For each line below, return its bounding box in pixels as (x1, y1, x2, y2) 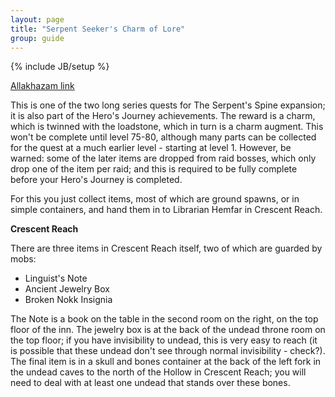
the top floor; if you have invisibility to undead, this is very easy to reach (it (10, 334, 318, 346)
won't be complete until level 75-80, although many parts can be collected (10, 131, 317, 143)
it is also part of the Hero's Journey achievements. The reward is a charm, (10, 110, 316, 122)
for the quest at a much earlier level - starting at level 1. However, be (10, 142, 292, 154)
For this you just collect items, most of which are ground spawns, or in (10, 193, 300, 205)
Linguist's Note (24, 272, 88, 285)
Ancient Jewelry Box (24, 283, 110, 295)
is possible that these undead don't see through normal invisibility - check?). (10, 345, 326, 357)
